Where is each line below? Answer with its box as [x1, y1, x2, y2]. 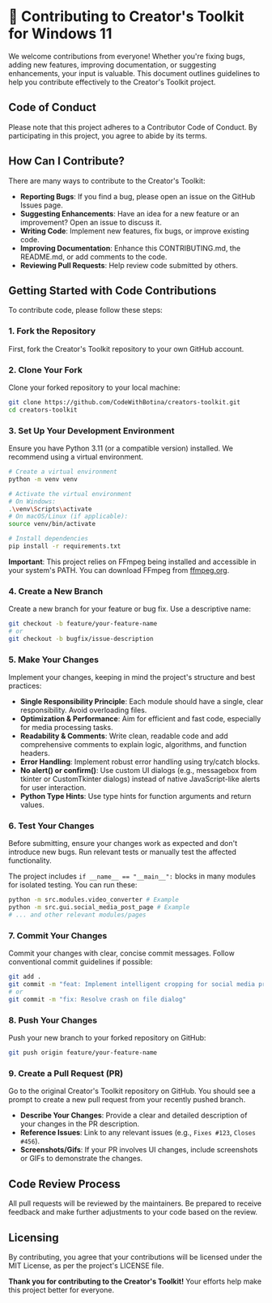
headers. [19, 749, 50, 758]
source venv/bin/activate [8, 520, 96, 528]
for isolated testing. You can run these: [8, 880, 138, 890]
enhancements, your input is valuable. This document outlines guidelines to [8, 68, 261, 78]
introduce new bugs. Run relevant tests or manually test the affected [8, 847, 237, 857]
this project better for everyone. [8, 1284, 115, 1295]
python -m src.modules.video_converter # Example [8, 895, 180, 904]
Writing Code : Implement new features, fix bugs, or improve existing [19, 226, 249, 236]
